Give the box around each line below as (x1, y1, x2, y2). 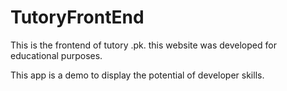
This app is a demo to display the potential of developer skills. (10, 69, 265, 81)
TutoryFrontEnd (10, 6, 145, 29)
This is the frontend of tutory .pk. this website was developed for (10, 39, 277, 51)
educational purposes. (10, 49, 103, 61)
